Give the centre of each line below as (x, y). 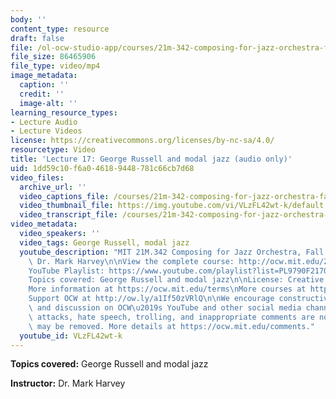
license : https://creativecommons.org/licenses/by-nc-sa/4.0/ (142, 141)
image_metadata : (44, 76)
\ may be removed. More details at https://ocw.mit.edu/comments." (171, 326)
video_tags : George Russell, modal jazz (104, 242)
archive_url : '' (53, 187)
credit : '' (42, 94)
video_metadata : (44, 224)
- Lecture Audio (44, 122)
